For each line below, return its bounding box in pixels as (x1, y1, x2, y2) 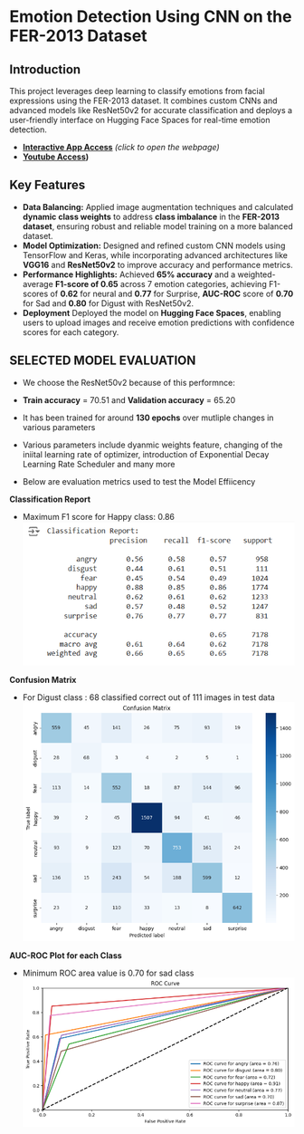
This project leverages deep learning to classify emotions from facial (9, 86, 265, 96)
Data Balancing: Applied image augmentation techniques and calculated (22, 201, 294, 212)
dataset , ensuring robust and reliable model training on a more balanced (22, 220, 294, 232)
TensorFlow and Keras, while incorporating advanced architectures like (22, 249, 288, 260)
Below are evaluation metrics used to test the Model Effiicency (22, 476, 256, 486)
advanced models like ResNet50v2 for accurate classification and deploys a (9, 105, 292, 115)
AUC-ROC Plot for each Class (9, 949, 122, 961)
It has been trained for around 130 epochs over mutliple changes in (22, 412, 274, 423)
